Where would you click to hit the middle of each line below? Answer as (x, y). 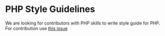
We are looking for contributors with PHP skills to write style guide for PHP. (83, 23)
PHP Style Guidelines (50, 9)
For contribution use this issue (36, 28)
